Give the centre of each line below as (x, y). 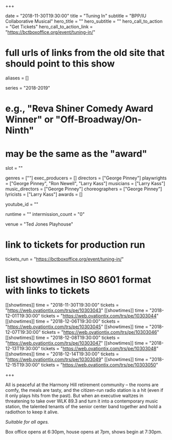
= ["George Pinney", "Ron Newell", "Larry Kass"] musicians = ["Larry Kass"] (85, 184)
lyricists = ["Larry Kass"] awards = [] (44, 194)
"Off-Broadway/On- (99, 120)
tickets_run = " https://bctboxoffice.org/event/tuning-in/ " (64, 259)
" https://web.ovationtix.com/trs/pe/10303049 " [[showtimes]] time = (77, 359)
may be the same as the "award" (76, 154)
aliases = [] (17, 78)
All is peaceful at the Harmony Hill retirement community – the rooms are (82, 385)
